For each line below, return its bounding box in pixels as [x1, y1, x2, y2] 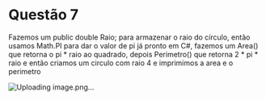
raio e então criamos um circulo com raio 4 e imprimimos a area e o [8, 58, 234, 68]
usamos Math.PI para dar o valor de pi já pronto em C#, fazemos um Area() [8, 40, 259, 50]
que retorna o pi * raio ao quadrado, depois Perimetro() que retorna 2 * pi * [8, 49, 259, 59]
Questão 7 [8, 6, 79, 24]
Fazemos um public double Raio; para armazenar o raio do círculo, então [8, 32, 251, 42]
